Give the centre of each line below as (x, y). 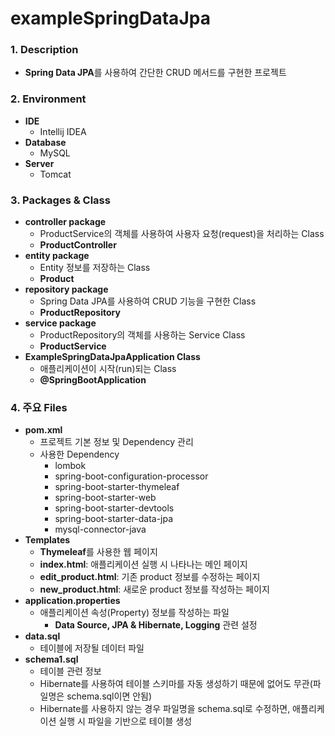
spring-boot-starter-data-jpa (114, 519)
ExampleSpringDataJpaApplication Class (112, 357)
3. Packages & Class (60, 200)
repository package (66, 289)
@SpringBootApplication (93, 380)
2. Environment (48, 99)
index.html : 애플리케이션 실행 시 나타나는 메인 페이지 (143, 564)
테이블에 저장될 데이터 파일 (92, 648)
